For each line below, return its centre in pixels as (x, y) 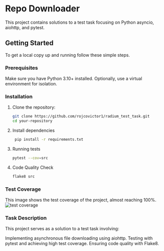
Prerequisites (21, 68)
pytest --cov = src (30, 158)
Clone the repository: (34, 107)
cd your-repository (32, 121)
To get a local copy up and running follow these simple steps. (67, 55)
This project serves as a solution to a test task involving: (62, 229)
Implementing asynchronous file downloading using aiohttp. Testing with (79, 238)
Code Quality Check (33, 167)
